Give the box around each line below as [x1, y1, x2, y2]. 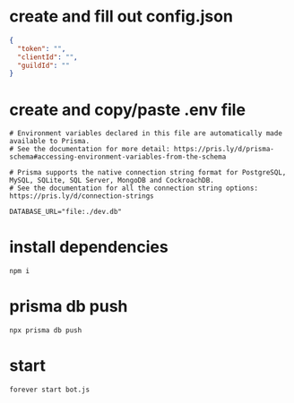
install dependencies [9, 237, 169, 257]
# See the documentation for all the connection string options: [9, 184, 258, 193]
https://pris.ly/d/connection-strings [9, 192, 154, 201]
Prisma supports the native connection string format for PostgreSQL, [17, 168, 287, 177]
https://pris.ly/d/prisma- [173, 145, 275, 154]
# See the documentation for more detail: [9, 145, 170, 154]
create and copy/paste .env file [9, 99, 246, 120]
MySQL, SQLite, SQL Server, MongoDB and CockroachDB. [9, 176, 215, 185]
